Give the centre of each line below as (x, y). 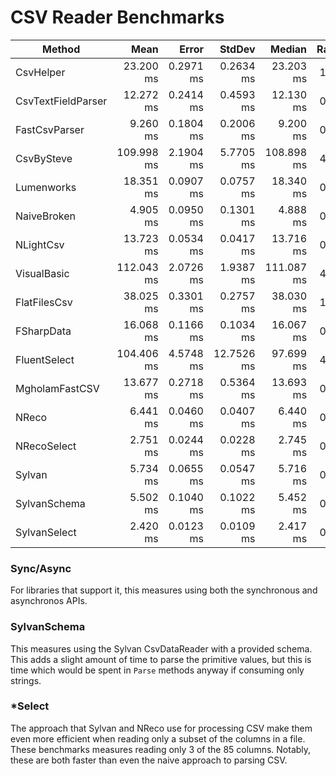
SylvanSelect (46, 532)
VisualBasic (42, 273)
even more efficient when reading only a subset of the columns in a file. (158, 738)
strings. (26, 680)
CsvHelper (40, 72)
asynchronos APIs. (49, 601)
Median (288, 49)
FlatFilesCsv (44, 302)
